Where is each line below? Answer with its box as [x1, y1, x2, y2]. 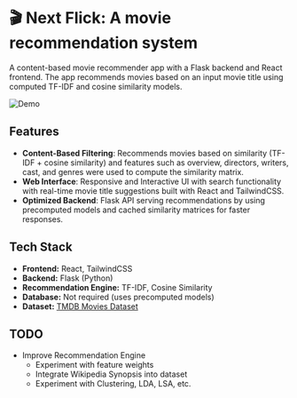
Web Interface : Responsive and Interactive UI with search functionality [21, 176, 282, 187]
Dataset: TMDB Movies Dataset [21, 300, 139, 312]
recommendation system [9, 33, 198, 53]
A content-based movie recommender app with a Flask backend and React [9, 62, 283, 73]
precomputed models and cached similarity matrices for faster [21, 204, 251, 215]
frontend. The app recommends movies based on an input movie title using [9, 71, 284, 82]
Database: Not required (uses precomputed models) [21, 291, 215, 302]
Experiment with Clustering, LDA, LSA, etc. [35, 378, 191, 389]
